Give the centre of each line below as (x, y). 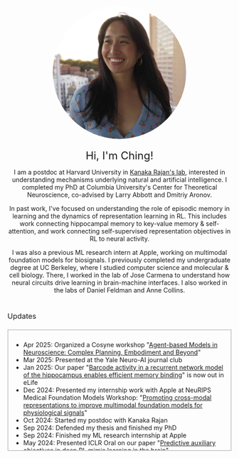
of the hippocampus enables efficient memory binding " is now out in (123, 375)
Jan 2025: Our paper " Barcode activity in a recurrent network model (123, 367)
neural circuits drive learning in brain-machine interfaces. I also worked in (119, 283)
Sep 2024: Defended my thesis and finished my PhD (100, 428)
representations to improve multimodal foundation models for (113, 405)
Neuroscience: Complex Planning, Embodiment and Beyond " (112, 352)
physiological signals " (55, 413)
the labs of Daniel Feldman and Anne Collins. (119, 290)
